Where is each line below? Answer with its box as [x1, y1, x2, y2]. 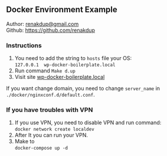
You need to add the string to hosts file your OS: [14, 55, 132, 62]
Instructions [6, 41, 42, 49]
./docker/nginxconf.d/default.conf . [6, 91, 96, 98]
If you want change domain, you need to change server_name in [6, 85, 161, 92]
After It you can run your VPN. [14, 132, 89, 139]
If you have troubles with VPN [6, 106, 93, 114]
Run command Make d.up [14, 67, 76, 74]
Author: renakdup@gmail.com [6, 20, 79, 27]
